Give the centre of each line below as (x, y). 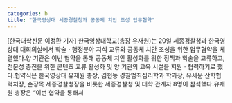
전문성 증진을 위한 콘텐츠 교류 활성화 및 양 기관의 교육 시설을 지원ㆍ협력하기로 (111, 66)
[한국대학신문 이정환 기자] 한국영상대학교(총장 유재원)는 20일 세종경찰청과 (107, 40)
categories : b (28, 13)
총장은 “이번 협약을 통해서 (49, 92)
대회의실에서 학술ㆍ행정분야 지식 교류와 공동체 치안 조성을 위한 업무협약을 (119, 49)
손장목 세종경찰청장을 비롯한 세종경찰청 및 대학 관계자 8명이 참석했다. (121, 84)
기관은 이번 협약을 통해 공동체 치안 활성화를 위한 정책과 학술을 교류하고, (129, 58)
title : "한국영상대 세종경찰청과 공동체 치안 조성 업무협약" (81, 20)
